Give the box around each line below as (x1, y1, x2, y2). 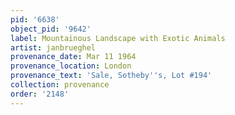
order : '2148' (10, 89, 70, 99)
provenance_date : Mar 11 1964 (10, 52, 137, 62)
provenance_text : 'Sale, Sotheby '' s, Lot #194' (10, 71, 213, 81)
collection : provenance (10, 80, 110, 90)
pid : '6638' (10, 14, 60, 25)
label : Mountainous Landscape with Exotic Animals (10, 33, 226, 43)
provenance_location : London (10, 61, 132, 71)
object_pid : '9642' (10, 24, 92, 34)
